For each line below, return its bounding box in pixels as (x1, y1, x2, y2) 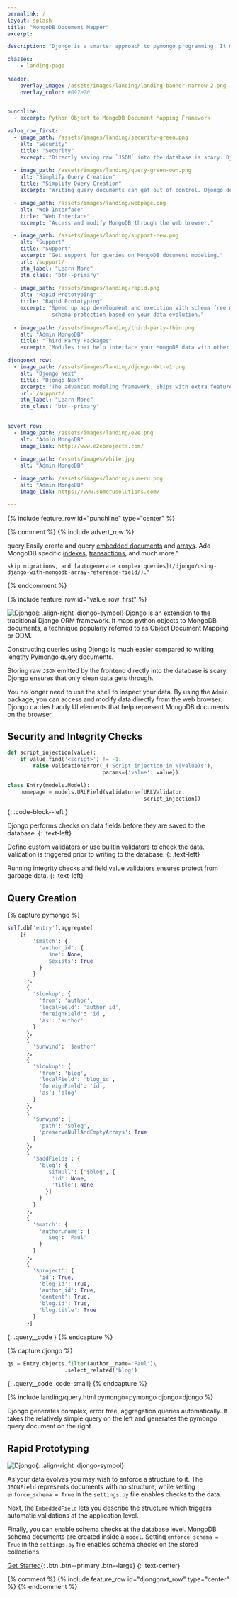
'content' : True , (38, 1294, 91, 1301)
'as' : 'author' (38, 1017, 84, 1024)
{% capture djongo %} (7, 1346, 73, 1355)
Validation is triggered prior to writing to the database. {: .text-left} (7, 850, 200, 859)
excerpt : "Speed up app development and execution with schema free (20, 305, 227, 312)
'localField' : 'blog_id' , (38, 1076, 115, 1083)
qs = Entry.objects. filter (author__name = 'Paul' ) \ (7, 1360, 157, 1367)
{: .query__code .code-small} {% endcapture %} (7, 1379, 147, 1388)
